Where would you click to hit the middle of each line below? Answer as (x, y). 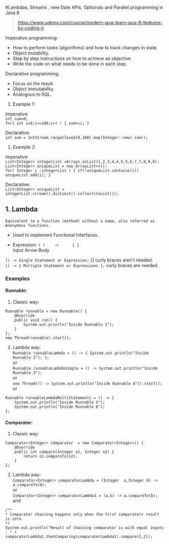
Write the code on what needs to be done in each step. (70, 64)
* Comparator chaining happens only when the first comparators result (82, 515)
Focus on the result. (33, 84)
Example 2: (24, 147)
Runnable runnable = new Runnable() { (46, 311)
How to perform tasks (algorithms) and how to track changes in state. (85, 47)
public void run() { (36, 320)
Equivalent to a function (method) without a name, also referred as (80, 221)
